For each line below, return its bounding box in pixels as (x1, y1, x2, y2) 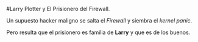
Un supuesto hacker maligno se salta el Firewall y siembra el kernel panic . (6, 17, 193, 24)
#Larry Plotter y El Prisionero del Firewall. (6, 5, 110, 12)
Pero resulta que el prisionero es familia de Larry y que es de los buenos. (6, 29, 191, 36)
